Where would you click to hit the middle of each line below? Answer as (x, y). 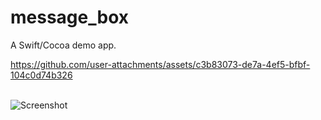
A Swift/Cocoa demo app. (63, 45)
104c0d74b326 (41, 75)
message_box (69, 17)
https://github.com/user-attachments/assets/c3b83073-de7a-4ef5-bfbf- (160, 64)
